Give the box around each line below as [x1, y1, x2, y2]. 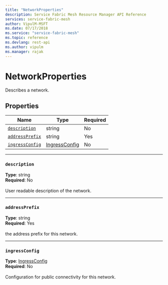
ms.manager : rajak [5, 49, 43, 54]
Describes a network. [5, 87, 49, 93]
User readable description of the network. [5, 187, 91, 193]
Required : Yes [5, 220, 35, 226]
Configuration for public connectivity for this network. [5, 274, 116, 280]
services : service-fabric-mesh [5, 16, 70, 21]
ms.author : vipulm [5, 44, 43, 49]
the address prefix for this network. [5, 230, 78, 236]
